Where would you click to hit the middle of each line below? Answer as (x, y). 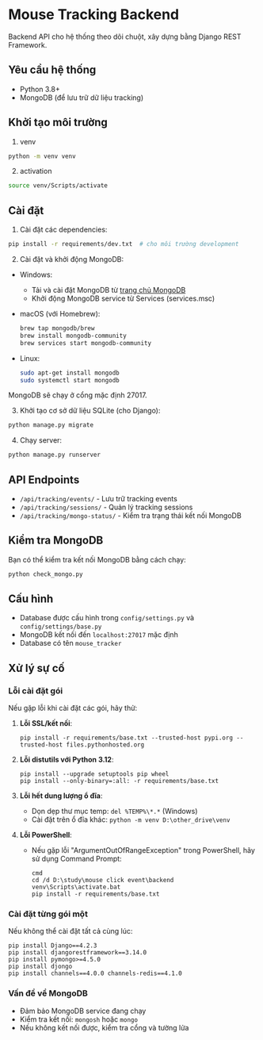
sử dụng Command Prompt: (76, 859)
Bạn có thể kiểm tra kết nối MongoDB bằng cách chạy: (97, 559)
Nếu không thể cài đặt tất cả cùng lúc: (71, 931)
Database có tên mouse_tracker (71, 643)
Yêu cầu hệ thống (52, 70)
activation (36, 171)
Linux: (30, 358)
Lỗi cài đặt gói (36, 690)
